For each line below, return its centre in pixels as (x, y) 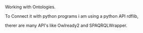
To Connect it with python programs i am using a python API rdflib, (72, 16)
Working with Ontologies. (30, 7)
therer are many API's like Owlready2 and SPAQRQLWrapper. (66, 25)
